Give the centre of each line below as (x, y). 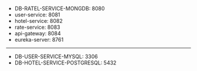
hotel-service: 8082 (39, 21)
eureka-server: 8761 (39, 40)
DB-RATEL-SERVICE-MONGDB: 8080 (60, 9)
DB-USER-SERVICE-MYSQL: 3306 (56, 56)
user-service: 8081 (37, 15)
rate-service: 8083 (37, 27)
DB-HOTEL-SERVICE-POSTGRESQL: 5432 (65, 63)
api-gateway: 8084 (38, 33)
